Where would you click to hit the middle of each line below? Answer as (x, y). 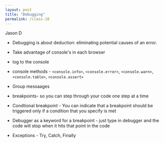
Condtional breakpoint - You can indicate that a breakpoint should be (82, 106)
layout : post (19, 10)
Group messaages (31, 86)
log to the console (31, 62)
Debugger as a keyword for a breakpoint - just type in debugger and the (86, 121)
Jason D (14, 33)
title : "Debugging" (25, 14)
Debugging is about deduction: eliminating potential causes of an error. (84, 43)
